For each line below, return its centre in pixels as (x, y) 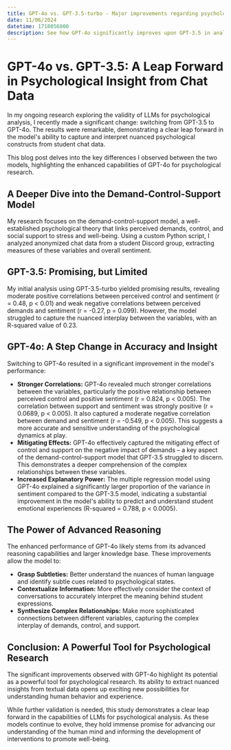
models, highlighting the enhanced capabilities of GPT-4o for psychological (114, 165)
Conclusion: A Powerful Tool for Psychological (109, 647)
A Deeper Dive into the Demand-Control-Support (114, 194)
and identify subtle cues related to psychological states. (96, 581)
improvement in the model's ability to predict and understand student (115, 501)
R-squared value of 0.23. (42, 325)
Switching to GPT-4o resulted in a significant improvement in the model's (111, 363)
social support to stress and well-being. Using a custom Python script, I (108, 236)
